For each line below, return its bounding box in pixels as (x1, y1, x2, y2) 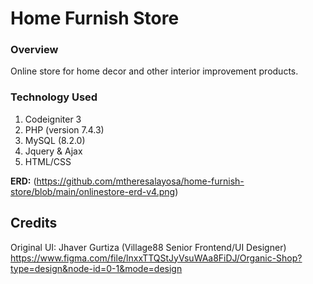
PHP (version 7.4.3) (24, 123, 105, 136)
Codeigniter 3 (24, 113, 82, 125)
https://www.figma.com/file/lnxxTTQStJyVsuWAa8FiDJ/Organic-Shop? (10, 252, 303, 264)
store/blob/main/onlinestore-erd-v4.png (10, 185, 176, 197)
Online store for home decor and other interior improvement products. (10, 65, 299, 77)
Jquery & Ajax (24, 145, 83, 157)
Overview (10, 43, 59, 57)
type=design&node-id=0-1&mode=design (10, 262, 183, 274)
